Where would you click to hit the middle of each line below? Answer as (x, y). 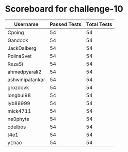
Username (26, 24)
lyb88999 (19, 103)
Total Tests (99, 24)
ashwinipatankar (26, 79)
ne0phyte (18, 119)
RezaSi (15, 64)
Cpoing (16, 32)
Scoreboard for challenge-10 (64, 9)
